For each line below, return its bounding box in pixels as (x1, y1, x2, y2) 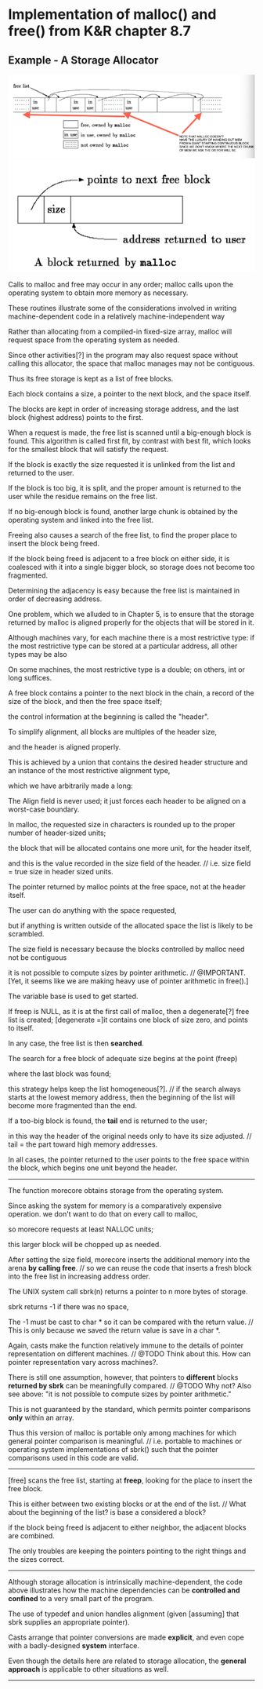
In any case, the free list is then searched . (8, 1038, 145, 1048)
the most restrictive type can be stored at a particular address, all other (8, 641, 238, 651)
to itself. (8, 1023, 34, 1033)
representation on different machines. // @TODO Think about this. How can (8, 1348, 251, 1359)
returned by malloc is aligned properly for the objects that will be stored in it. (8, 618, 254, 627)
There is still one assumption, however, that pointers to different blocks (8, 1372, 239, 1382)
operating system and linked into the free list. (8, 515, 154, 524)
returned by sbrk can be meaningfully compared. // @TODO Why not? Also (8, 1381, 252, 1390)
